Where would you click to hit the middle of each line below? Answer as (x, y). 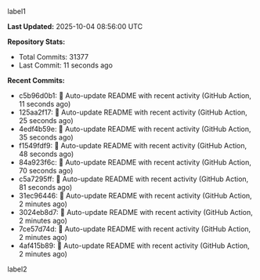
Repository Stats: (36, 42)
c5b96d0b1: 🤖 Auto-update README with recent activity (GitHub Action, (135, 96)
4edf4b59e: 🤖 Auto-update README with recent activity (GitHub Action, (135, 129)
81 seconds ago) (45, 187)
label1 (17, 11)
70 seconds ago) (46, 171)
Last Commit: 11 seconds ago (65, 65)
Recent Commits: (36, 80)
